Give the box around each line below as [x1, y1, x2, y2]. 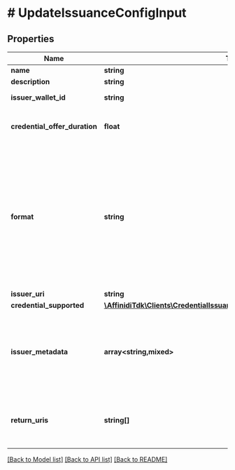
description [10, 77, 50, 86]
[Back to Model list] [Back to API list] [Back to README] [7, 455, 168, 464]
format [10, 212, 34, 222]
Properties [7, 33, 55, 45]
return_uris [10, 415, 49, 425]
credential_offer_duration [10, 121, 98, 131]
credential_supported [10, 300, 85, 310]
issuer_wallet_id [10, 93, 66, 102]
